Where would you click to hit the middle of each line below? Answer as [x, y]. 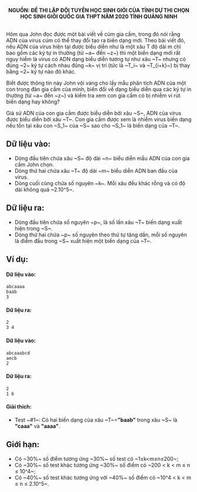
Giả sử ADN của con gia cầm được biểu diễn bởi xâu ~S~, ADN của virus [94, 113]
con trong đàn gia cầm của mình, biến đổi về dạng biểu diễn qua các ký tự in [99, 89]
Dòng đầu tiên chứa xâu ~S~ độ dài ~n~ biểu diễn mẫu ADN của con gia [102, 158]
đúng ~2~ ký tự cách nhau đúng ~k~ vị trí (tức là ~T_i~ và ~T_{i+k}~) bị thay [98, 65]
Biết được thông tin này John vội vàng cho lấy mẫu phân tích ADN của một [96, 83]
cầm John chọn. [34, 164]
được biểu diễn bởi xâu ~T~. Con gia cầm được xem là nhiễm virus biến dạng [99, 119]
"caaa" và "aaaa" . [37, 426]
